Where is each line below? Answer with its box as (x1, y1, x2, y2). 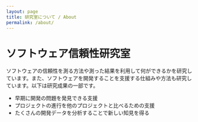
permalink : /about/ (6, 19, 54, 25)
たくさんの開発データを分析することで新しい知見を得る (14, 110, 150, 117)
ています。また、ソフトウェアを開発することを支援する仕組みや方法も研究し (6, 75, 192, 82)
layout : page (6, 8, 38, 15)
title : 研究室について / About (6, 14, 77, 20)
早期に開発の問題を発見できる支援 (14, 95, 98, 102)
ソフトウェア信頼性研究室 (6, 47, 131, 60)
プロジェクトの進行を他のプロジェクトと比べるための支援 (14, 102, 155, 109)
